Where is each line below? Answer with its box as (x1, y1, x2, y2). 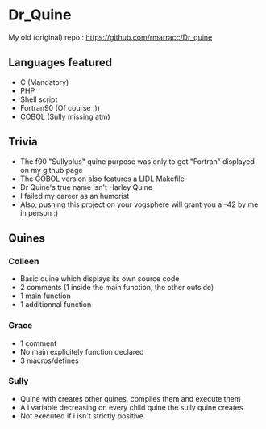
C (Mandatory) (19, 77, 69, 86)
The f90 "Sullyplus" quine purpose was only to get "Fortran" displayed (19, 156, 256, 166)
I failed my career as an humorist (19, 191, 130, 200)
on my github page (19, 165, 83, 175)
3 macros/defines (19, 355, 79, 365)
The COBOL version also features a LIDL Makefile (19, 174, 185, 183)
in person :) (19, 208, 59, 217)
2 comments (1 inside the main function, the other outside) (19, 283, 214, 292)
